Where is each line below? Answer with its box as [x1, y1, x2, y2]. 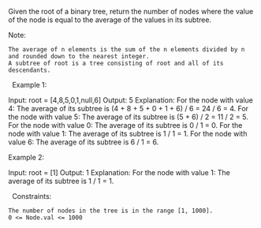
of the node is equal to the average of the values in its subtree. [8, 15, 211, 24]
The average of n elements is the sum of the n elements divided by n [8, 46, 245, 54]
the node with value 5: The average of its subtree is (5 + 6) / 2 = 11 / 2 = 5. [8, 112, 248, 121]
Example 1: [11, 80, 47, 89]
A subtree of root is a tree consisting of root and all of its [8, 59, 224, 67]
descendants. [8, 66, 51, 74]
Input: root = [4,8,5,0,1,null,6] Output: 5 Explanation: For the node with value [8, 95, 254, 105]
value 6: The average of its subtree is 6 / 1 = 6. [8, 137, 159, 147]
